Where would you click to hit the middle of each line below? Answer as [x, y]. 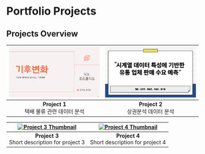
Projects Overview [42, 34]
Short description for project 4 [128, 142]
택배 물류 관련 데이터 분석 [54, 111]
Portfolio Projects [51, 11]
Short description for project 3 [47, 142]
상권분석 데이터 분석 [151, 111]
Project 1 [54, 104]
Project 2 [151, 104]
